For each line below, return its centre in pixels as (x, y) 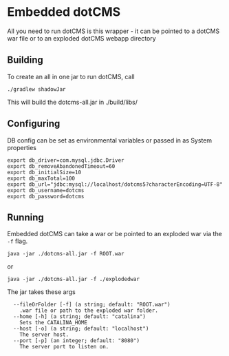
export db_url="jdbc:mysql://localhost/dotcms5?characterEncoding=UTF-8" (115, 184)
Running (26, 217)
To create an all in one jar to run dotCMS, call (71, 76)
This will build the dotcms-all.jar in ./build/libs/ (73, 102)
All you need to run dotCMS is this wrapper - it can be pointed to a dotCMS (113, 31)
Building (25, 60)
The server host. (44, 335)
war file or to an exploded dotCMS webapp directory (81, 38)
